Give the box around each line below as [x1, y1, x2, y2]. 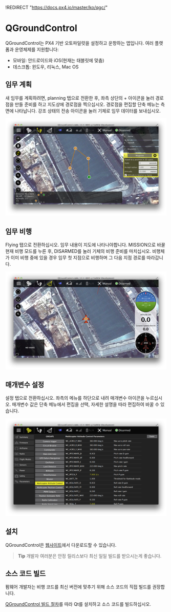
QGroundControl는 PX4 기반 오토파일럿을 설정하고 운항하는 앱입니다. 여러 [5, 40, 154, 46]
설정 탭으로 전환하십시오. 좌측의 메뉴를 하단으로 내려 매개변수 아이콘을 [5, 395, 145, 401]
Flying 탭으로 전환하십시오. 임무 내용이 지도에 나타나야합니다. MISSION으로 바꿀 [5, 242, 165, 248]
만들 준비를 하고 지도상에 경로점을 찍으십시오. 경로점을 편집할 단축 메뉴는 [14, 101, 160, 107]
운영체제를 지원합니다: [14, 46, 59, 52]
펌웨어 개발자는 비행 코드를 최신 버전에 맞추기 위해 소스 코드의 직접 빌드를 [5, 584, 152, 590]
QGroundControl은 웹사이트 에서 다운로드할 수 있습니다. [5, 542, 117, 548]
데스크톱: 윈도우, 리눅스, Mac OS [12, 64, 79, 70]
